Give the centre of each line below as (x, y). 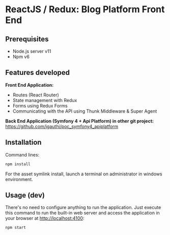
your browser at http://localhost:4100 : (45, 218)
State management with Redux (45, 100)
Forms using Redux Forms (40, 106)
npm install (18, 164)
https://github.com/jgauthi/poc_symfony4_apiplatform (62, 126)
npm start (16, 228)
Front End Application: (30, 85)
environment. (19, 179)
